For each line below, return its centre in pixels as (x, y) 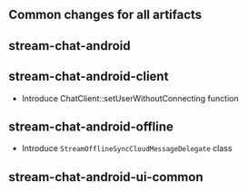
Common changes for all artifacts (105, 15)
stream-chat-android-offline (91, 126)
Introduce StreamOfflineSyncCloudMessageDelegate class (127, 148)
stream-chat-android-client (89, 76)
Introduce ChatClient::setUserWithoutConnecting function (130, 98)
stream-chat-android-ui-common (106, 177)
